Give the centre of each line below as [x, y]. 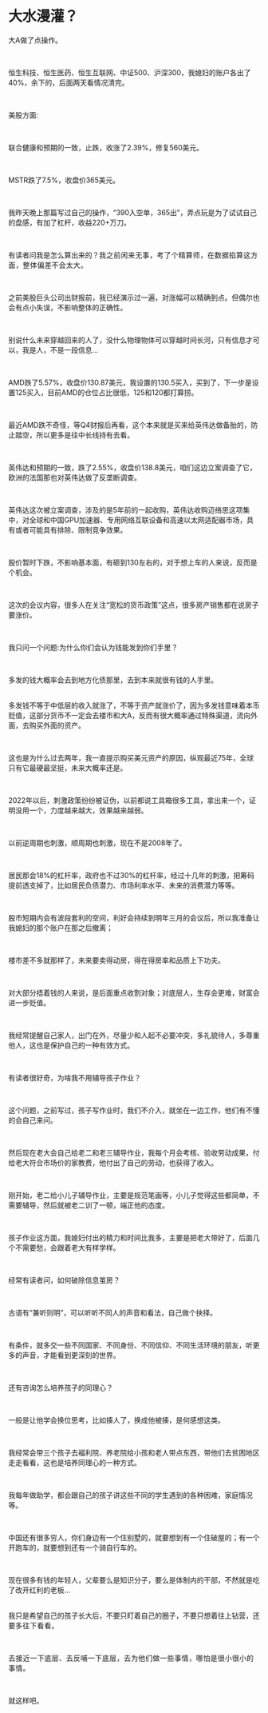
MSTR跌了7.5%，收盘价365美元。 [64, 180]
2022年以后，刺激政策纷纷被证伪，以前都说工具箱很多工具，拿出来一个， [129, 800]
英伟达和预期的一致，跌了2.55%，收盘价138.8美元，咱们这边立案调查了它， [132, 467]
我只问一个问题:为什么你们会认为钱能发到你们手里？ [93, 647]
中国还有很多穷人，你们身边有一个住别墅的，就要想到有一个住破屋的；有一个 [134, 1537]
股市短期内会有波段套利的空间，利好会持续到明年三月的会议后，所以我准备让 [134, 917]
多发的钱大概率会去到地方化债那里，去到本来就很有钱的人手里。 [113, 680]
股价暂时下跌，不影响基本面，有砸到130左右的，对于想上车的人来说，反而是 [133, 562]
